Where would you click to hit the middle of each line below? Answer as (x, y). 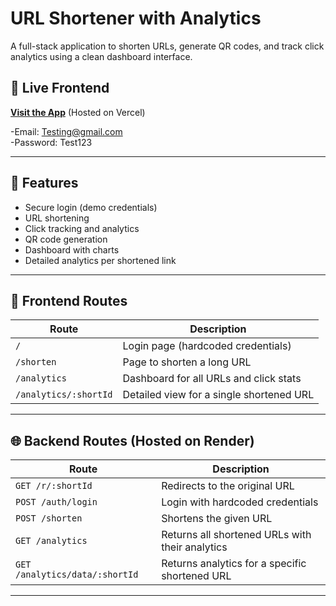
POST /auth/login (56, 502)
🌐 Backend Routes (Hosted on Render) (132, 440)
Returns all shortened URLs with (236, 535)
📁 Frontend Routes (69, 300)
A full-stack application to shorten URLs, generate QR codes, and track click (167, 46)
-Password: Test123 (51, 142)
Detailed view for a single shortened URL (218, 395)
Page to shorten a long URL (187, 362)
